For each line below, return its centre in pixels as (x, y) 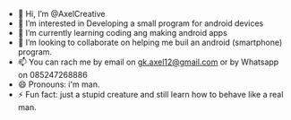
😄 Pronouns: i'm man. (59, 84)
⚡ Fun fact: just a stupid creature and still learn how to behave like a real (150, 94)
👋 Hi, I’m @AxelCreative (61, 14)
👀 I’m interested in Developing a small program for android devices (141, 23)
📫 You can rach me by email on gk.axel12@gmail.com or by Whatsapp (148, 62)
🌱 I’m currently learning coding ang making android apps (123, 33)
